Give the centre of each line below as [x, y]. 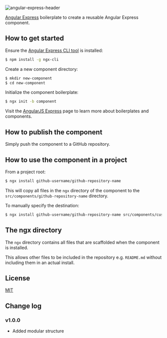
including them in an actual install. [40, 263]
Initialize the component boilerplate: [42, 92]
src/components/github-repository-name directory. [57, 196]
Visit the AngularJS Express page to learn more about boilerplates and [77, 111]
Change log [23, 306]
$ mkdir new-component [29, 78]
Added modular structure [38, 331]
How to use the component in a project [66, 160]
